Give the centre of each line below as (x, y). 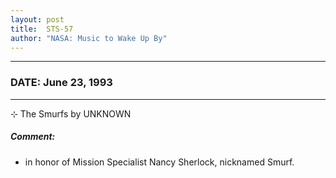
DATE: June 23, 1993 (61, 83)
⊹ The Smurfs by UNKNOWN (71, 113)
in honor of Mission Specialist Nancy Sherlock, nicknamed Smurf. (159, 162)
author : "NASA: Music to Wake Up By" (89, 38)
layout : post (37, 19)
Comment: (33, 137)
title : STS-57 (42, 29)
